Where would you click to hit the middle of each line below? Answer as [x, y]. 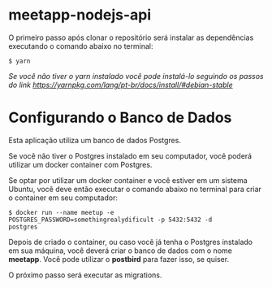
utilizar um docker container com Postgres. [80, 164]
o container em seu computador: [63, 198]
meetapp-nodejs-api [80, 15]
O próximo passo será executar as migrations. [85, 275]
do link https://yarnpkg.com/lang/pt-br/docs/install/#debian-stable [121, 85]
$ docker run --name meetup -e [61, 212]
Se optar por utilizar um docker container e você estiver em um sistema [128, 180]
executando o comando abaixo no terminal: [81, 46]
